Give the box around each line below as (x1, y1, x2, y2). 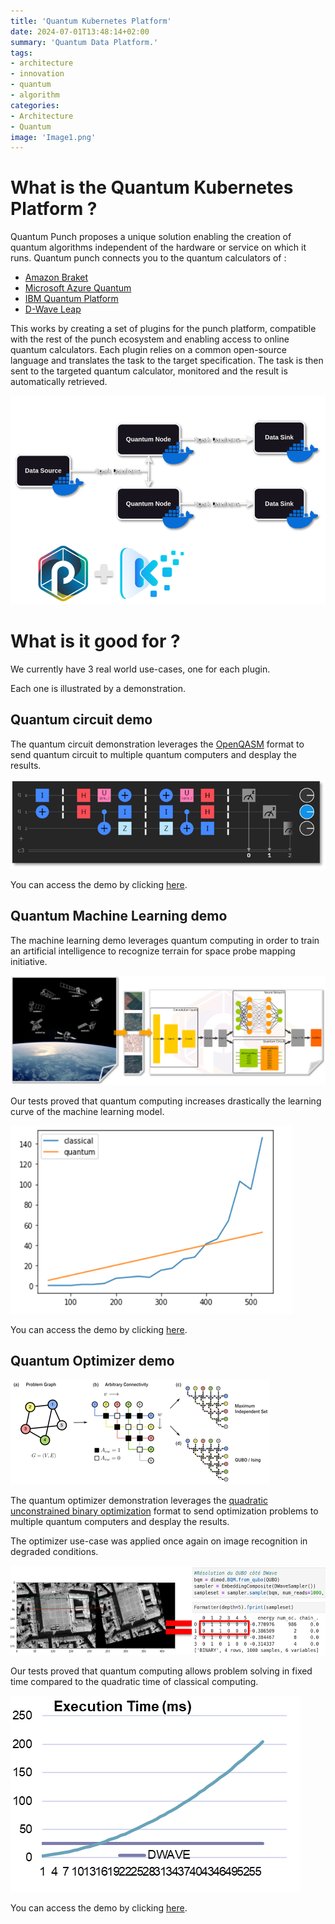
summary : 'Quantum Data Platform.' (10, 37, 159, 47)
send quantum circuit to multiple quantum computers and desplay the (10, 748, 297, 760)
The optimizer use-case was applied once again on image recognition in (10, 1535, 308, 1547)
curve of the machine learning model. (10, 1105, 165, 1117)
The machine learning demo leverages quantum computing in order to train (10, 934, 320, 946)
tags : (10, 48, 33, 58)
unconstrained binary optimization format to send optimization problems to (10, 1505, 319, 1517)
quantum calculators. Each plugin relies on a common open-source (10, 344, 287, 356)
